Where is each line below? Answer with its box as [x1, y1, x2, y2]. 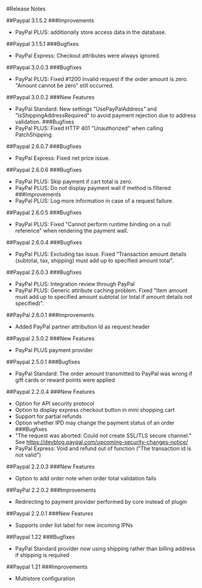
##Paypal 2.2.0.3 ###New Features [6, 463, 95, 470]
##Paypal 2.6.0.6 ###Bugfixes [6, 166, 82, 173]
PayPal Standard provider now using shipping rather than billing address [15, 545, 195, 552]
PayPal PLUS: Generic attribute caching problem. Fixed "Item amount [15, 287, 188, 294]
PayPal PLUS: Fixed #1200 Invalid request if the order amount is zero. [15, 76, 189, 82]
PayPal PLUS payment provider [15, 347, 94, 353]
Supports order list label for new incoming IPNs [15, 521, 133, 529]
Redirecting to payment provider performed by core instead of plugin [15, 498, 187, 505]
